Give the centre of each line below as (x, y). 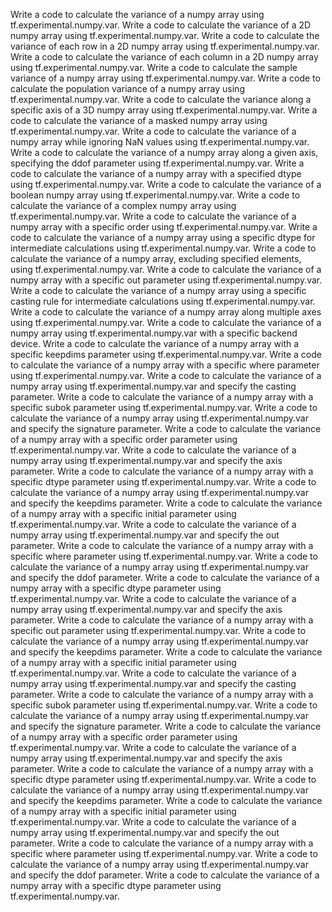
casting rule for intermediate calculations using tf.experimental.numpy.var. (163, 301)
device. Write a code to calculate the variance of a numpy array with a (155, 343)
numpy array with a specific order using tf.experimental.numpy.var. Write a (164, 227)
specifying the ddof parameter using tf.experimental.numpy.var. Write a (157, 163)
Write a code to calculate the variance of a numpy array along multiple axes (166, 312)
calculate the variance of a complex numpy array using (123, 205)
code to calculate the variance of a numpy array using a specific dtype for (163, 237)
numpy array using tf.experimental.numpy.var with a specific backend (154, 333)
